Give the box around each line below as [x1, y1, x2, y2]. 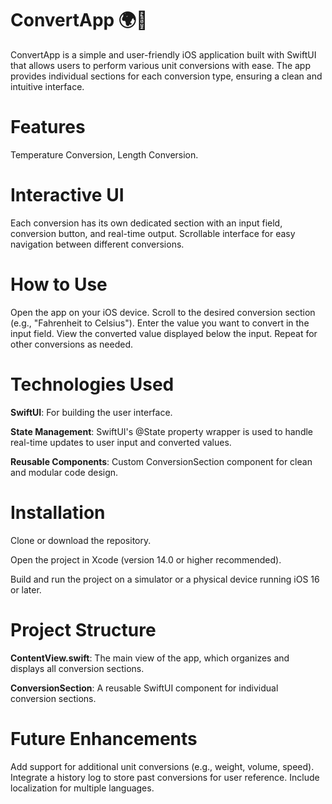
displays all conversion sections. [10, 662, 145, 674]
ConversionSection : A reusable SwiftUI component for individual [10, 682, 279, 694]
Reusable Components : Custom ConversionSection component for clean [10, 455, 313, 467]
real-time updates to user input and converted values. [10, 436, 232, 448]
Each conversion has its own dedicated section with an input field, [10, 217, 283, 229]
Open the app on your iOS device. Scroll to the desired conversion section [10, 306, 316, 318]
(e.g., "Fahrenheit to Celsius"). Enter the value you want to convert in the [10, 317, 310, 329]
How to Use [10, 273, 108, 296]
